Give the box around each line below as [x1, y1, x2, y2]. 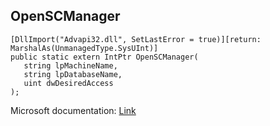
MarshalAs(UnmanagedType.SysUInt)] [10, 43, 159, 53]
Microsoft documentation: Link [10, 104, 137, 116]
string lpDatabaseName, [23, 69, 123, 79]
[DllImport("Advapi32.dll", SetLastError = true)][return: [10, 34, 262, 44]
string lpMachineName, [23, 60, 118, 71]
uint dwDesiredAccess [23, 78, 114, 88]
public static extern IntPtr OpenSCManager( [10, 52, 199, 62]
